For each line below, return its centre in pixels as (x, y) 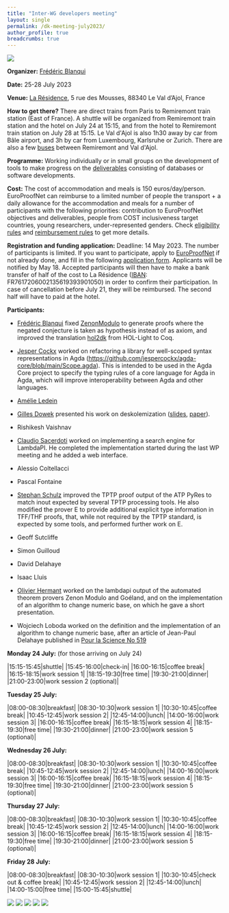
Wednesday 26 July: (37, 751)
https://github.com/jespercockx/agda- (143, 358)
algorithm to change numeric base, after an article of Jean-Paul (106, 633)
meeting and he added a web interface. (72, 455)
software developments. (41, 175)
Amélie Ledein (37, 401)
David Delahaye (39, 564)
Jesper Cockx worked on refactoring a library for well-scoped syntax (114, 351)
